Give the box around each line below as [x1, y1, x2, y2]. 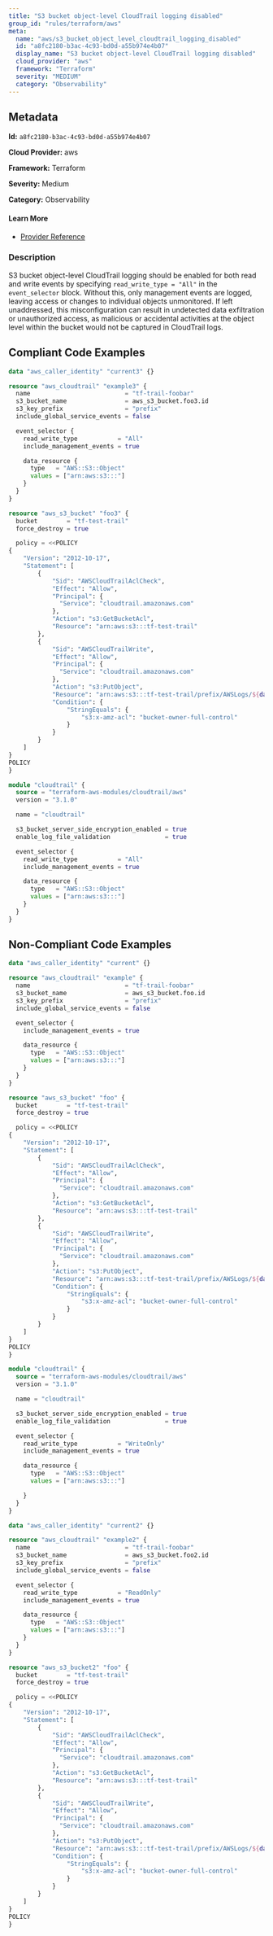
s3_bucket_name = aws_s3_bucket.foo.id [15, 990, 206, 998]
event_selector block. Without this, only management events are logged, [8, 287, 253, 297]
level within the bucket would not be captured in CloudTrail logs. [8, 322, 223, 332]
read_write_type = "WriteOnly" [23, 1440, 165, 1448]
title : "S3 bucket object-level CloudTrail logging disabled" [8, 11, 223, 20]
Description [8, 251, 56, 263]
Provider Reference [19, 231, 85, 241]
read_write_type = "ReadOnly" [23, 1589, 162, 1597]
